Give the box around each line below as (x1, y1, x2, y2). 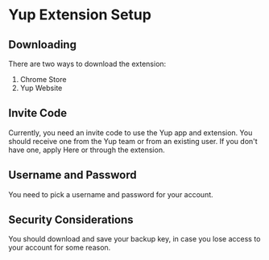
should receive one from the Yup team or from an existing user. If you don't (8, 136, 258, 146)
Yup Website (19, 83, 63, 93)
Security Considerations (8, 213, 134, 227)
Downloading (8, 38, 77, 52)
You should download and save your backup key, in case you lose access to (8, 234, 261, 244)
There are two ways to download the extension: (8, 59, 167, 68)
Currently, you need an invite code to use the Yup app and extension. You (8, 127, 253, 138)
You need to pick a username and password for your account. (8, 189, 213, 199)
